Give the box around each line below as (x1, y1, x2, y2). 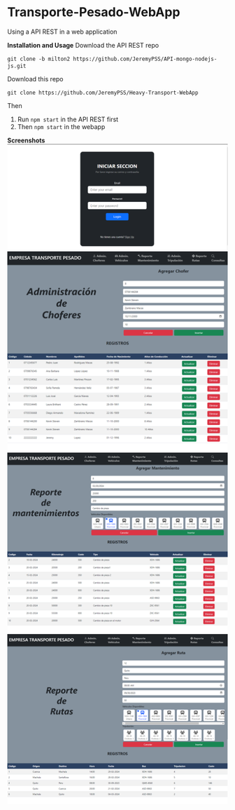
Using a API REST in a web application (7, 27, 117, 36)
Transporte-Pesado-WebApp (7, 4, 180, 20)
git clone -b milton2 (7, 55, 71, 62)
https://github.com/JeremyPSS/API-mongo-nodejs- (73, 55, 218, 62)
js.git (7, 62, 27, 69)
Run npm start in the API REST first (17, 115, 119, 123)
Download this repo (7, 74, 64, 83)
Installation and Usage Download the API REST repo (7, 41, 159, 49)
